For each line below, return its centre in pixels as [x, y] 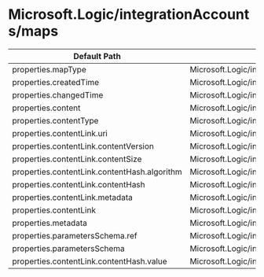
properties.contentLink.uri [60, 133]
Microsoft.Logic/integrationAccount [129, 15]
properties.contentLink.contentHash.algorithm [97, 172]
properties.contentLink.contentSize [77, 159]
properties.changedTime [58, 94]
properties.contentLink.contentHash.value [90, 261]
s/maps [33, 31]
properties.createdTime [56, 82]
